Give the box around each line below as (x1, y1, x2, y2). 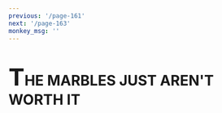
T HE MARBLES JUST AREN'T (8, 61, 214, 91)
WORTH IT (8, 90, 81, 109)
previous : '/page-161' (8, 11, 85, 20)
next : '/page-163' (8, 19, 71, 27)
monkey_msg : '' (8, 27, 60, 35)
